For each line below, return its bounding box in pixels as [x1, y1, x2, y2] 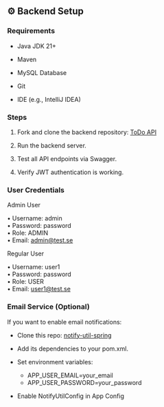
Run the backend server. [16, 141, 87, 149]
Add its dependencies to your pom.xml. [16, 344, 129, 353]
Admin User [7, 201, 41, 209]
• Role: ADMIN [7, 229, 49, 237]
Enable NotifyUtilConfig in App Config [16, 392, 125, 400]
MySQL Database [16, 68, 67, 76]
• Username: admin [7, 214, 63, 222]
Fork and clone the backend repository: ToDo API [16, 127, 156, 136]
